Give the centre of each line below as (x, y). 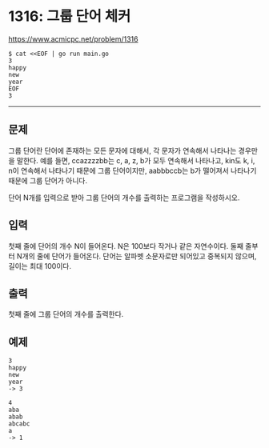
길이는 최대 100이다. (40, 266)
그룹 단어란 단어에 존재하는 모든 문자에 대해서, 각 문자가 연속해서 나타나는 (122, 150)
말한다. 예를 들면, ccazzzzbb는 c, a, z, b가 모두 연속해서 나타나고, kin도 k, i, (136, 160)
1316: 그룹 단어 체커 (70, 16)
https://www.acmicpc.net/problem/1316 (73, 39)
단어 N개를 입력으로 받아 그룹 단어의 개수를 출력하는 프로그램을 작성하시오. (124, 198)
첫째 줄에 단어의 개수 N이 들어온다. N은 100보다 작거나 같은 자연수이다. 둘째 (126, 246)
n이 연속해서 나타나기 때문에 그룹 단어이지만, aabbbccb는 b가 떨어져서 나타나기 (132, 170)
